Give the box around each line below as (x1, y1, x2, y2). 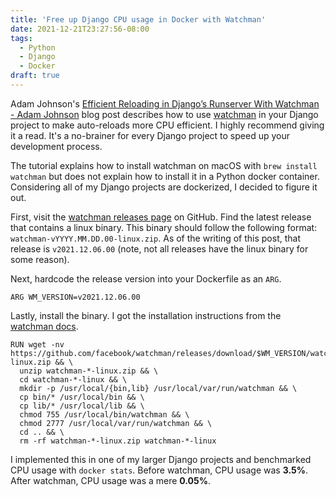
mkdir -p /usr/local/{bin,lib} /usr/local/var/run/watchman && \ (19, 383, 298, 393)
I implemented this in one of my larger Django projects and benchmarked (10, 453, 312, 465)
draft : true (10, 71, 60, 81)
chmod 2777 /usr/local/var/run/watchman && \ (19, 418, 213, 428)
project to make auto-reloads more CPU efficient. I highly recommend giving (10, 119, 325, 131)
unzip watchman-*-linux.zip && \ (19, 366, 159, 376)
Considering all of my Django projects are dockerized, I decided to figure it (10, 181, 318, 193)
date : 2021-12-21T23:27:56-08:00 (10, 24, 150, 34)
